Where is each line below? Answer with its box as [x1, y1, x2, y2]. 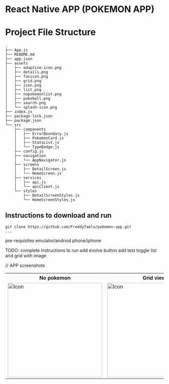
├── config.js [14, 149, 44, 154]
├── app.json [5, 56, 33, 61]
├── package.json [5, 118, 42, 123]
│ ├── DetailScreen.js [14, 167, 66, 172]
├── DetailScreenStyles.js [23, 193, 80, 198]
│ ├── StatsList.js [14, 140, 59, 145]
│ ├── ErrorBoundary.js [14, 131, 69, 136]
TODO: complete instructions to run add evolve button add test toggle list [5, 247, 157, 253]
